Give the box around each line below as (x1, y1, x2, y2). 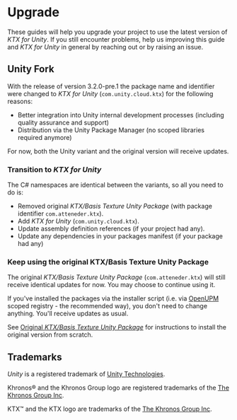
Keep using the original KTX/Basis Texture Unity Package (7, 257, 209, 267)
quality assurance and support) (17, 118, 110, 127)
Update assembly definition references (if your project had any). (17, 224, 205, 233)
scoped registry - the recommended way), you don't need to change (7, 302, 207, 310)
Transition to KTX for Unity (7, 164, 102, 174)
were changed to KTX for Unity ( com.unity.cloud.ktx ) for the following (7, 89, 214, 98)
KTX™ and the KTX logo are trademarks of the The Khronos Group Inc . (7, 404, 212, 414)
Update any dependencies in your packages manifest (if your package (17, 232, 223, 240)
